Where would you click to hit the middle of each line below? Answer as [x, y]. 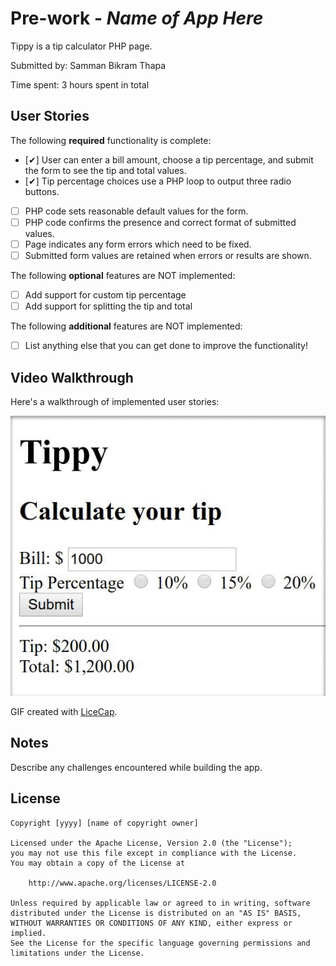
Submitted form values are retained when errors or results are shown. [168, 255]
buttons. [42, 191]
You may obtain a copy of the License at [98, 863]
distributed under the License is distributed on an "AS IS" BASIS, [156, 913]
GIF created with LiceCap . [64, 711]
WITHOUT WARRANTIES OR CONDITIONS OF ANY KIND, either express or [151, 923]
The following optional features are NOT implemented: [123, 275]
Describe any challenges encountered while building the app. [136, 767]
